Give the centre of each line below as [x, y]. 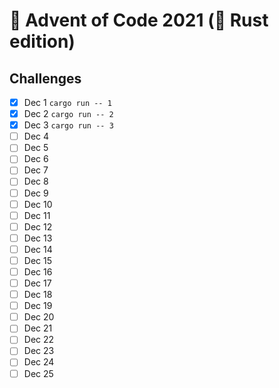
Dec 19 [38, 306]
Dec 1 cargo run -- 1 [67, 102]
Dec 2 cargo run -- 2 [68, 114]
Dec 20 [39, 317]
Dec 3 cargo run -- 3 [68, 125]
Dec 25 [38, 373]
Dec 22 [39, 340]
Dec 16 [38, 271]
